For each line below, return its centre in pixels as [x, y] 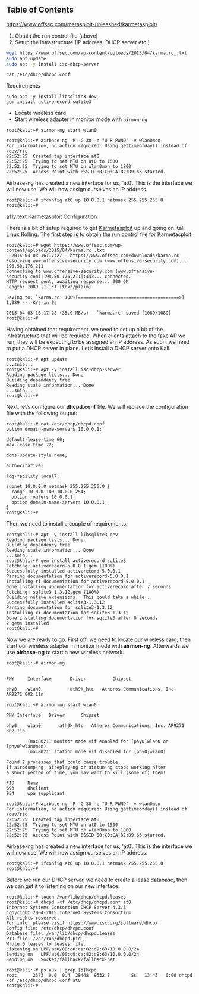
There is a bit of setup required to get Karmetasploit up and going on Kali [95, 228]
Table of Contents [40, 10]
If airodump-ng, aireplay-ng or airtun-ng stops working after [86, 768]
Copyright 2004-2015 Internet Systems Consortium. [70, 913]
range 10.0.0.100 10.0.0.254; [49, 492]
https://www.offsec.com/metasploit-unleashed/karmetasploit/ [82, 24]
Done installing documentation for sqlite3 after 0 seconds [82, 618]
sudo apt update [26, 58]
